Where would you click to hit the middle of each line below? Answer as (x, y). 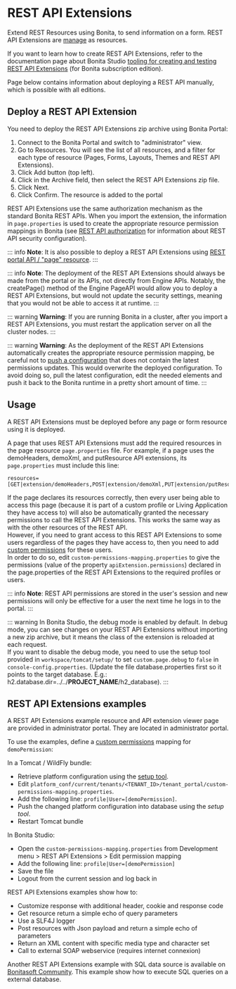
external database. (34, 979)
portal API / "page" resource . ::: (53, 259)
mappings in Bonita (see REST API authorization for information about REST (117, 231)
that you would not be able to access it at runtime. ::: (83, 303)
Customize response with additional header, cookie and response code (120, 906)
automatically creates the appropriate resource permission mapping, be (111, 353)
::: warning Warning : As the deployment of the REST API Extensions (105, 345)
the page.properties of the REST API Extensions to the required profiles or (114, 572)
